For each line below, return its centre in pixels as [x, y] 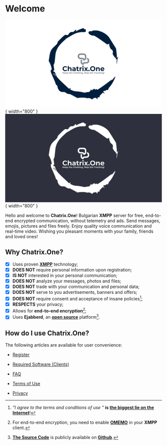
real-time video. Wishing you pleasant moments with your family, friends [79, 231]
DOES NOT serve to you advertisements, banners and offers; [75, 292]
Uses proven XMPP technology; [45, 264]
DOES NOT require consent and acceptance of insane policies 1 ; [78, 298]
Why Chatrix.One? [34, 252]
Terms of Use [26, 384]
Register [21, 355]
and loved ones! [22, 236]
